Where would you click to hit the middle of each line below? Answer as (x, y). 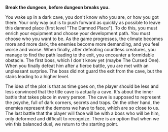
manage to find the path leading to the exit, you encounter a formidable (80, 55)
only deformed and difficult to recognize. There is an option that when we (82, 119)
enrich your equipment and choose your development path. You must (78, 33)
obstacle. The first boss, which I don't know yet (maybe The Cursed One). (83, 60)
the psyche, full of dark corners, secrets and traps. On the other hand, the (82, 103)
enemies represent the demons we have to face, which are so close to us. (82, 108)
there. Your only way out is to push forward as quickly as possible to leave (83, 23)
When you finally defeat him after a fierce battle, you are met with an (77, 66)
